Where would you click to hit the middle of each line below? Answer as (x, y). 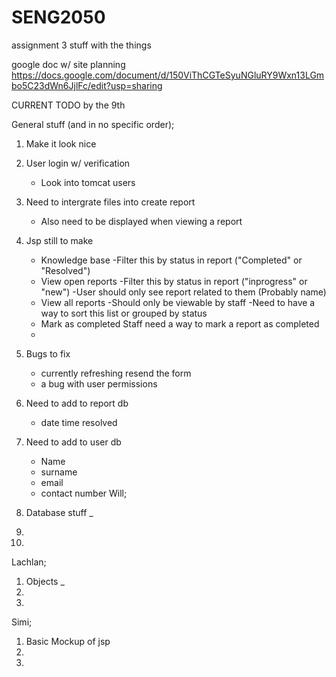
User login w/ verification (78, 163)
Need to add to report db (77, 403)
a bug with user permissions (99, 383)
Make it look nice (61, 143)
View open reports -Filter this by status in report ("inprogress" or (174, 281)
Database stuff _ (59, 512)
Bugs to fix (48, 353)
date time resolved (79, 422)
